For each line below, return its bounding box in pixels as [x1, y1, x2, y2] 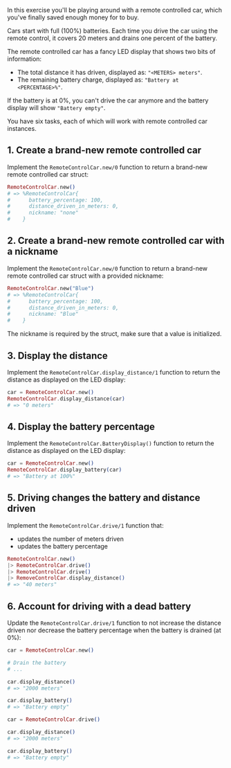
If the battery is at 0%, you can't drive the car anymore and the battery [7, 96, 209, 105]
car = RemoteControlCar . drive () [7, 716, 100, 723]
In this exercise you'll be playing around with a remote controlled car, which [7, 6, 223, 14]
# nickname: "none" [7, 209, 79, 217]
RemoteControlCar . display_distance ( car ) [7, 395, 126, 402]
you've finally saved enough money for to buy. [7, 13, 140, 21]
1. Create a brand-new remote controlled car [7, 145, 202, 157]
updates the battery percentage [17, 542, 109, 550]
